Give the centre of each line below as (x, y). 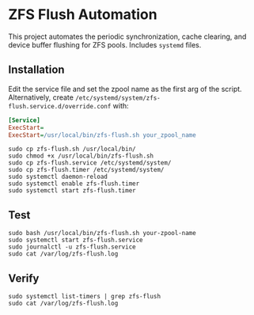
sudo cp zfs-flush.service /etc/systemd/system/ (90, 163)
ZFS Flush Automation (83, 15)
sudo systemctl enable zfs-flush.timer (74, 184)
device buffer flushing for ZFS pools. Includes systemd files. (105, 44)
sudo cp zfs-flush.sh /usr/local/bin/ (72, 149)
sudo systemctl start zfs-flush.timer (72, 191)
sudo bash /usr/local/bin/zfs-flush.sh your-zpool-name (102, 233)
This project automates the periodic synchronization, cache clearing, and (127, 36)
